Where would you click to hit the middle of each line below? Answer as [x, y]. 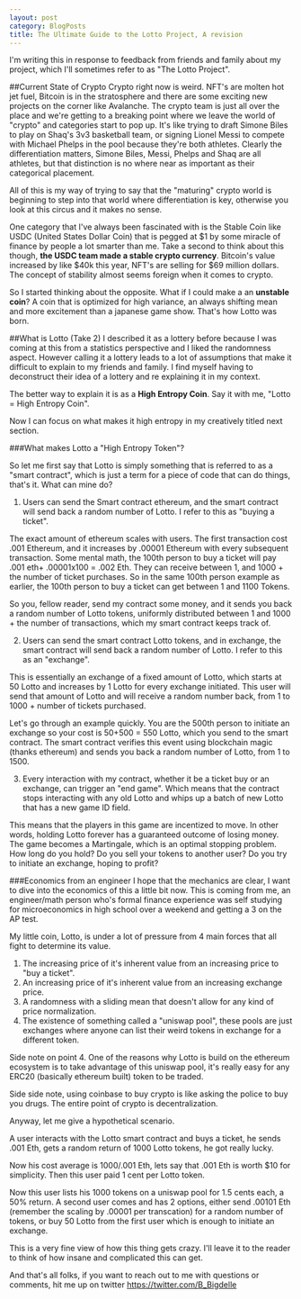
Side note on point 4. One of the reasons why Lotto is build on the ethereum [150, 1058]
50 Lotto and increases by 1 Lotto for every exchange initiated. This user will [150, 687]
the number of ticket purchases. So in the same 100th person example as [145, 577]
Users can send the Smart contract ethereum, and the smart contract [150, 502]
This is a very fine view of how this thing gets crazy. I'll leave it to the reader [150, 1249]
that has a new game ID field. [76, 807]
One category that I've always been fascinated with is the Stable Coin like [145, 227]
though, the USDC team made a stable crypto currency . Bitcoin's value [142, 256]
